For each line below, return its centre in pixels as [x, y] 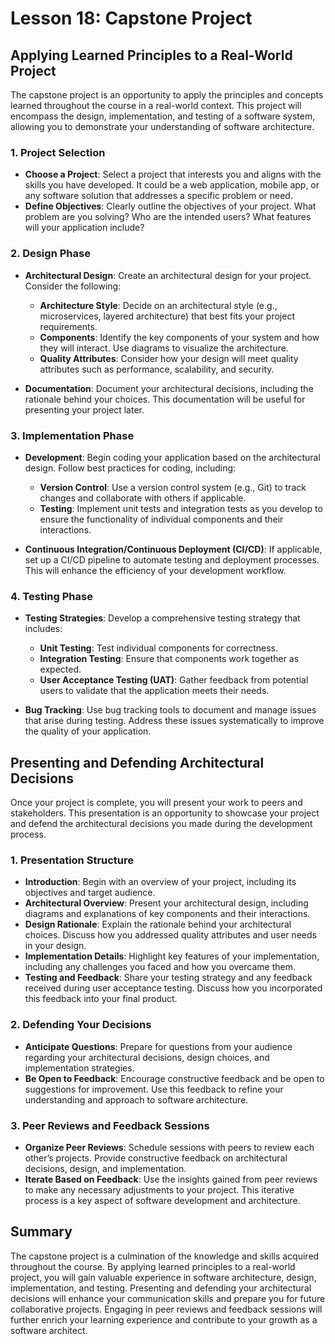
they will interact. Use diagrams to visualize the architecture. [164, 348]
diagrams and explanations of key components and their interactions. [167, 914]
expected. [60, 669]
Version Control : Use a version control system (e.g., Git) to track [173, 487]
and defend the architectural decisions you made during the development [161, 823]
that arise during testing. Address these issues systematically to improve [174, 721]
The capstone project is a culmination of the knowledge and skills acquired [165, 1256]
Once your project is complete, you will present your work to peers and [156, 802]
